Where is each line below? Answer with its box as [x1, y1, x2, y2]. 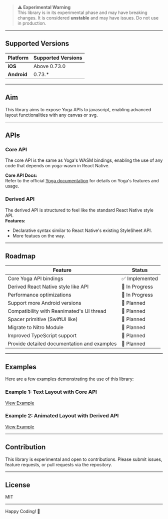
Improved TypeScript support [7, 332, 77, 339]
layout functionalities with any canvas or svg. [5, 112, 98, 118]
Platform [7, 54, 29, 61]
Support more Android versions [7, 300, 81, 307]
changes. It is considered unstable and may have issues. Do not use [17, 15, 159, 21]
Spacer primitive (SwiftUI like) [7, 316, 78, 323]
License [5, 481, 30, 489]
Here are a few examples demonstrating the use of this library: [5, 376, 134, 382]
